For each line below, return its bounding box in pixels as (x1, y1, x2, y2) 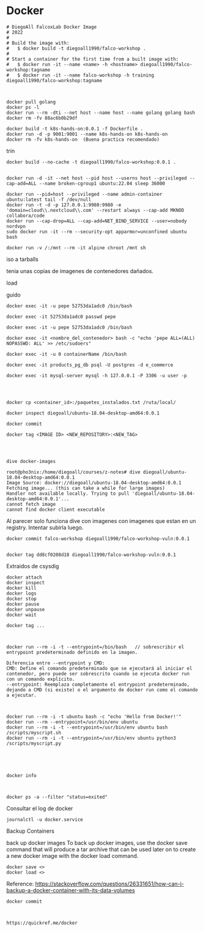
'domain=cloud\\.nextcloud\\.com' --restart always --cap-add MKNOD (6, 207, 184, 213)
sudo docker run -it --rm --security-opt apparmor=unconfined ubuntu (6, 228, 188, 235)
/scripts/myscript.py (6, 740, 62, 746)
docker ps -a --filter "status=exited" (6, 794, 108, 800)
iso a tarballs (6, 255, 38, 263)
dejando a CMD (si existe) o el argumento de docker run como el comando (6, 686, 199, 693)
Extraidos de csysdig (6, 562, 59, 569)
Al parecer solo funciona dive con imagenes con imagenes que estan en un (6, 517, 197, 524)
